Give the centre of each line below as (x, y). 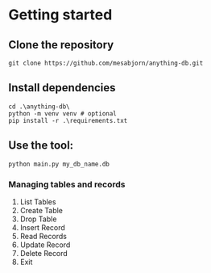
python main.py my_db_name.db (59, 164)
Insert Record (43, 227)
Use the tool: (41, 146)
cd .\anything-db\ (39, 107)
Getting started (60, 15)
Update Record (45, 245)
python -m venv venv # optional (62, 113)
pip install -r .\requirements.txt (68, 120)
